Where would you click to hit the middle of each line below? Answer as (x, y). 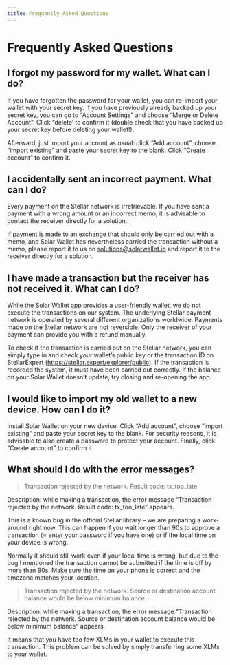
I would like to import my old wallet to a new (102, 399)
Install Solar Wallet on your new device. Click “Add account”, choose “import (115, 426)
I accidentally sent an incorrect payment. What (110, 179)
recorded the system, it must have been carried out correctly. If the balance (114, 370)
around (17, 527)
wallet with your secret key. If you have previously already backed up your (112, 107)
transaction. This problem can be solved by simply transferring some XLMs (113, 646)
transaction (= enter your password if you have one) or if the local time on (112, 535)
